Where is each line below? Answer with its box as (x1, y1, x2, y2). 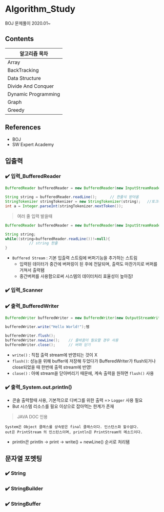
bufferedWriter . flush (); (5, 333, 56, 339)
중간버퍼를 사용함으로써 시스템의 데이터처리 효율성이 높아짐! (19, 273, 133, 279)
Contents (5, 35, 34, 43)
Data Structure (7, 74, 41, 81)
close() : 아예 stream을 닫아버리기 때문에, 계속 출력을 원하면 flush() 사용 (12, 370, 154, 376)
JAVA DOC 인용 (17, 414, 48, 420)
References (5, 123, 41, 132)
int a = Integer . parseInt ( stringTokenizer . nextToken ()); (5, 203, 123, 209)
